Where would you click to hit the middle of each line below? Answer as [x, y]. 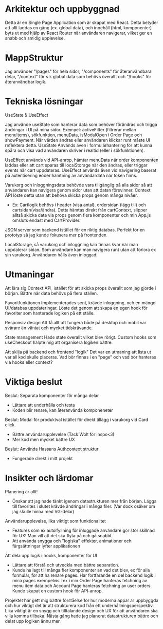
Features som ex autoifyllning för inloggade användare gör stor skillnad [83, 530]
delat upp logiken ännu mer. [33, 621]
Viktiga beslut [34, 382]
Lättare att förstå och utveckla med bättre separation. [66, 565]
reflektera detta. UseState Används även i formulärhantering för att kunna [79, 145]
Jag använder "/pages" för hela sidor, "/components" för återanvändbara [78, 71]
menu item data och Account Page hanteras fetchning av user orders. [82, 586]
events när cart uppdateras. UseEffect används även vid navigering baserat [81, 170]
